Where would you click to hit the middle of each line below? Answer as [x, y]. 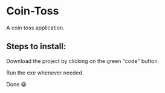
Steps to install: [36, 46]
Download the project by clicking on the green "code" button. [83, 61]
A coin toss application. [35, 28]
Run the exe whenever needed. [45, 73]
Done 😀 [17, 84]
